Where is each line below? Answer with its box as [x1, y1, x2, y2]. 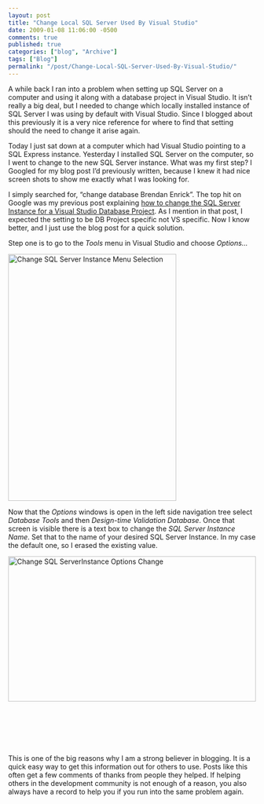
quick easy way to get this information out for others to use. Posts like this [8, 762, 248, 771]
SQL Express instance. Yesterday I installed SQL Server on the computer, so [8, 149, 254, 159]
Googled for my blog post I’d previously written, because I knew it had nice [8, 166, 251, 175]
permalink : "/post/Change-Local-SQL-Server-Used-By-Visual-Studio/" [8, 63, 237, 71]
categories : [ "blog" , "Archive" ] [8, 48, 118, 56]
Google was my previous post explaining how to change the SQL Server [8, 198, 241, 207]
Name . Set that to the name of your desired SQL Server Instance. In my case [8, 532, 256, 542]
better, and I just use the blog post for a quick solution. [8, 223, 185, 232]
